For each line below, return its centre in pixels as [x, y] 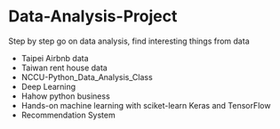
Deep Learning [48, 86]
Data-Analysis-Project [93, 16]
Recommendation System [68, 115]
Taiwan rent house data [64, 68]
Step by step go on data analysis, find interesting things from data [129, 41]
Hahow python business [65, 96]
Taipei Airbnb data [55, 58]
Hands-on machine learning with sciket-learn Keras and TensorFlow [146, 105]
